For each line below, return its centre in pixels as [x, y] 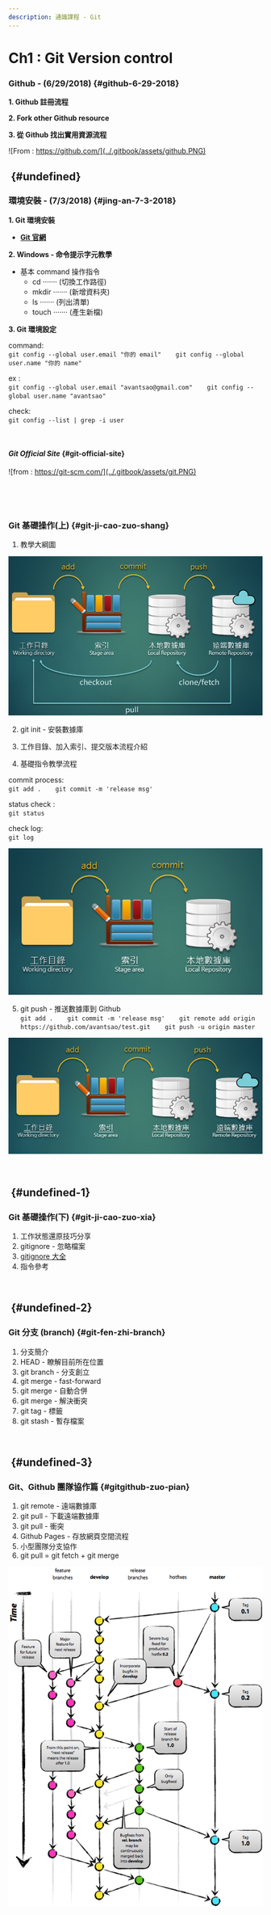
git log [21, 837]
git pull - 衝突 [42, 1526]
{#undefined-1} [51, 1192]
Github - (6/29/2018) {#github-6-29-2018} [94, 83]
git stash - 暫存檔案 [52, 1421]
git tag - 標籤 [41, 1411]
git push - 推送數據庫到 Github [70, 1008]
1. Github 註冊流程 [38, 102]
